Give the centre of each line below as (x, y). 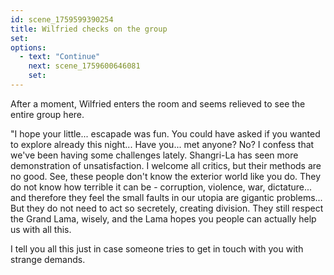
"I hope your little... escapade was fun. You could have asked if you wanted (165, 133)
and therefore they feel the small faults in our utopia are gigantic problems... (166, 197)
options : (28, 47)
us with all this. (41, 229)
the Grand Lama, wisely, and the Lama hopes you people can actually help (163, 218)
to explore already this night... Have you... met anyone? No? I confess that (162, 144)
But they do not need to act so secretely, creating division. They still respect (167, 208)
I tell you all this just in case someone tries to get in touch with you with (157, 248)
